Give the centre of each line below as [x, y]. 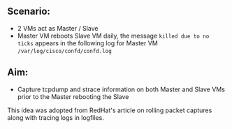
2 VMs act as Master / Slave [58, 28]
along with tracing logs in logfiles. [56, 117]
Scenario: [29, 12]
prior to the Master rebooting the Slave [73, 96]
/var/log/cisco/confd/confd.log [64, 51]
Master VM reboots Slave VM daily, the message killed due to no [113, 36]
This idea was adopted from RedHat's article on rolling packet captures [110, 110]
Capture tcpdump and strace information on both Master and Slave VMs [121, 89]
